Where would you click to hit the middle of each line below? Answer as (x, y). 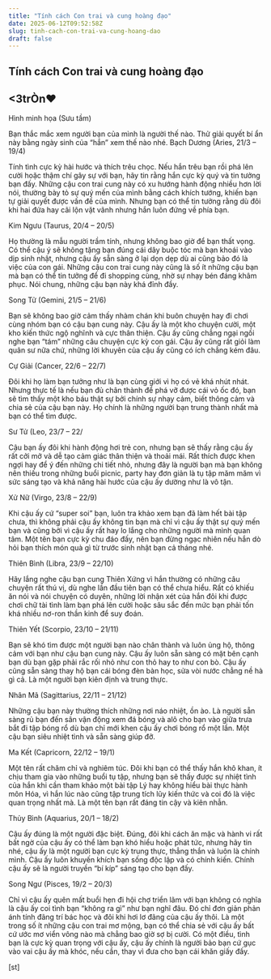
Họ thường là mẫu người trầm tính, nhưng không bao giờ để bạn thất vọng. (132, 242)
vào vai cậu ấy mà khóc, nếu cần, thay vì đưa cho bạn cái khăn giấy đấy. (129, 951)
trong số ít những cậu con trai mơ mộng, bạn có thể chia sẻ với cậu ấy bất (131, 926)
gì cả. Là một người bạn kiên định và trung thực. (88, 680)
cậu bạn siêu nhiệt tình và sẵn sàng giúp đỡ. (82, 737)
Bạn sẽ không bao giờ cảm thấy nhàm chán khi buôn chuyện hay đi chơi (128, 316)
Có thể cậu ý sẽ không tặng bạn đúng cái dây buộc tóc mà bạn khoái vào (130, 250)
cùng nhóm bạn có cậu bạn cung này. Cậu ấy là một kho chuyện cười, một (132, 324)
